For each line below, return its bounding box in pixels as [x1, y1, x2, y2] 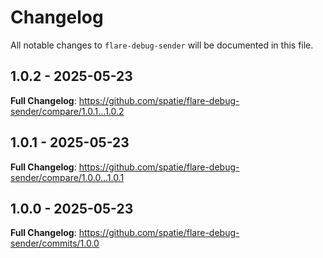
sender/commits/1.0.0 [10, 237, 100, 250]
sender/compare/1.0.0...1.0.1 [10, 171, 125, 183]
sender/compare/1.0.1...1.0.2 [10, 105, 125, 117]
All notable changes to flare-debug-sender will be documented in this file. [10, 39, 314, 51]
